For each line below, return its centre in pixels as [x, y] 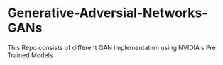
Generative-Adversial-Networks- [108, 13]
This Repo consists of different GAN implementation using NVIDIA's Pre [112, 47]
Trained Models [30, 55]
